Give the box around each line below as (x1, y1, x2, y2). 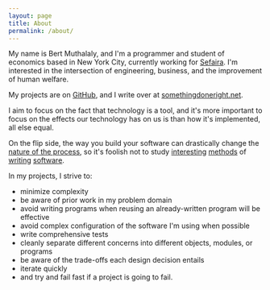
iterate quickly (19, 263, 68, 274)
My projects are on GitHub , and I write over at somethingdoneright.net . (8, 90, 243, 100)
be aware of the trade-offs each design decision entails (19, 255, 205, 265)
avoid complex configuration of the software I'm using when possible (19, 221, 250, 230)
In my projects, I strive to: (8, 171, 93, 181)
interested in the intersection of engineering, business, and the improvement (8, 66, 263, 76)
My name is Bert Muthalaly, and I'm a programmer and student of (8, 49, 225, 59)
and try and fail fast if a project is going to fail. (19, 272, 173, 282)
